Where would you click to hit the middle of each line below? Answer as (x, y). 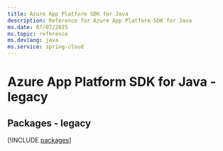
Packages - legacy (49, 123)
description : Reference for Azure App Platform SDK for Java (100, 21)
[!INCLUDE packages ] (39, 140)
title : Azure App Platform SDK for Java (68, 14)
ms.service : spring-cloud (45, 47)
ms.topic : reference (38, 34)
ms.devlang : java (33, 40)
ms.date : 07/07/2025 (38, 27)
